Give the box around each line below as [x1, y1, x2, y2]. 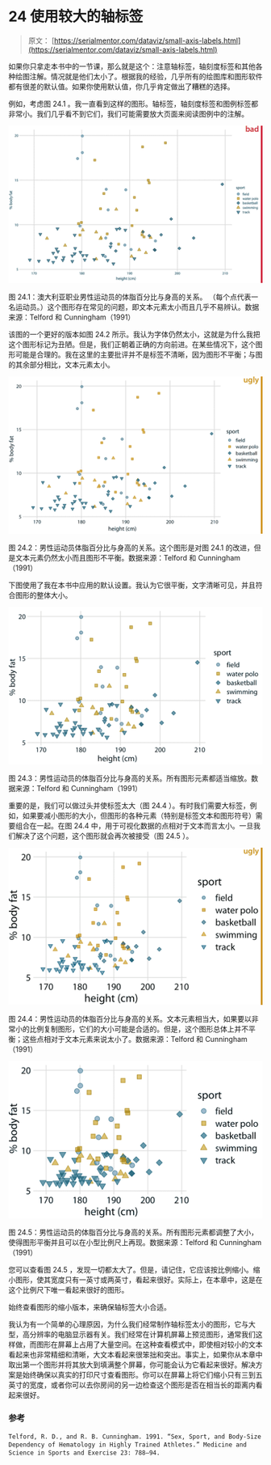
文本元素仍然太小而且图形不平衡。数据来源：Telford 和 [15, 553, 197, 563]
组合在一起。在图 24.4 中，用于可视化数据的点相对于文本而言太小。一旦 [15, 821, 254, 831]
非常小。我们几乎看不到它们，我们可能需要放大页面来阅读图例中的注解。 [8, 108, 248, 118]
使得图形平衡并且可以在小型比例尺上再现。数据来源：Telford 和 [8, 1238, 218, 1247]
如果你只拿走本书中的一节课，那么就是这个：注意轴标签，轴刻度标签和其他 [8, 61, 256, 71]
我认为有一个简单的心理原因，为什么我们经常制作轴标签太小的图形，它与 [8, 1319, 248, 1329]
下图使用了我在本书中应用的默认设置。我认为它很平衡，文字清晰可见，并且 [8, 580, 256, 591]
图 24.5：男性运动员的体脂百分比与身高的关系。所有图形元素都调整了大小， [8, 1227, 258, 1238]
